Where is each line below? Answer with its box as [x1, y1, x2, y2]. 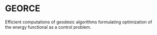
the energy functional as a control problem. [5, 24, 91, 30]
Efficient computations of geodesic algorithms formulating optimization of [5, 19, 153, 25]
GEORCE [5, 3, 40, 14]
